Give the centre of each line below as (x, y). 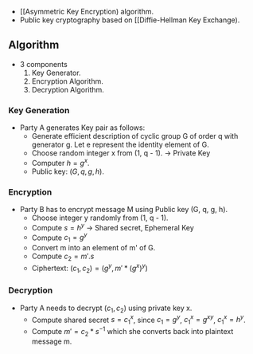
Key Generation (39, 110)
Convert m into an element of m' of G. (93, 248)
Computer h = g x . (60, 162)
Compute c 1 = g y (59, 238)
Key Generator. (56, 73)
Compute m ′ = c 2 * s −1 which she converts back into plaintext (132, 331)
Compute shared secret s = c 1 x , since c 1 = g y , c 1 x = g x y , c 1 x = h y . (139, 320)
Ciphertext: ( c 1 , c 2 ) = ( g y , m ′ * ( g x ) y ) (90, 268)
